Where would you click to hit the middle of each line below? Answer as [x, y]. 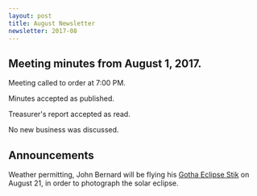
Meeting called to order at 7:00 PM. [67, 83]
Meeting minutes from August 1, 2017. [105, 63]
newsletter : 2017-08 [43, 31]
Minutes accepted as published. [62, 98]
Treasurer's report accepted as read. [69, 115]
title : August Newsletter [52, 23]
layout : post [30, 16]
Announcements [51, 155]
